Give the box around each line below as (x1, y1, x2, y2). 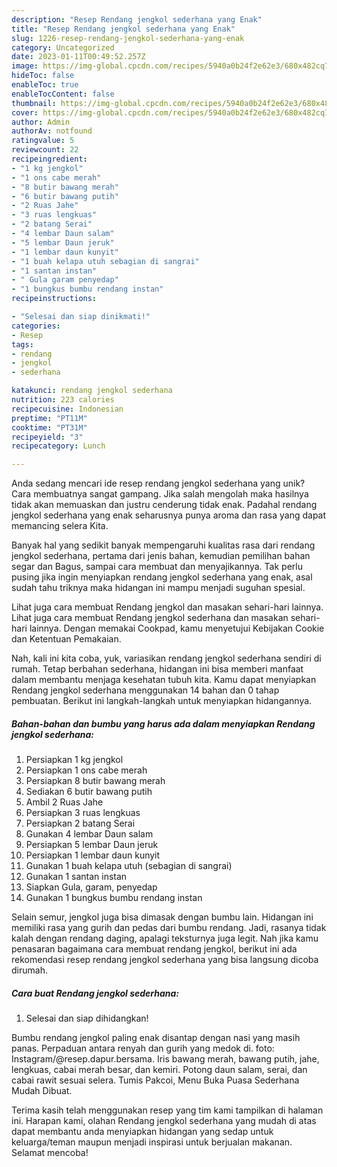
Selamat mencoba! (11, 1147, 89, 1159)
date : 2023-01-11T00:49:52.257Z (11, 52, 146, 62)
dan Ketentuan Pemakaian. (11, 633, 122, 645)
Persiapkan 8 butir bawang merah (25, 775, 166, 787)
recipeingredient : (11, 154, 88, 164)
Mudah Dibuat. (11, 1085, 73, 1097)
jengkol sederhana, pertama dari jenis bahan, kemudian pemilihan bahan (11, 550, 311, 562)
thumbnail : (11, 98, 57, 108)
